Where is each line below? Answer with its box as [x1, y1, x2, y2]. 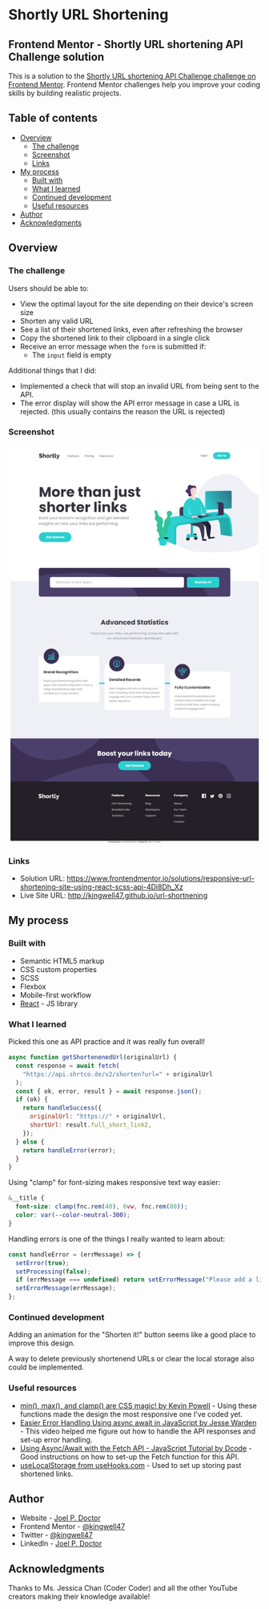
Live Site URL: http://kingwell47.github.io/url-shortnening [19, 891, 208, 901]
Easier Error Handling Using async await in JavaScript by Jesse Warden [19, 1417, 257, 1427]
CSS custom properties [19, 964, 98, 974]
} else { [15, 1138, 45, 1146]
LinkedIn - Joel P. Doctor [19, 1538, 102, 1548]
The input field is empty [31, 350, 112, 360]
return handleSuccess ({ [22, 1104, 102, 1112]
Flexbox [19, 982, 46, 991]
